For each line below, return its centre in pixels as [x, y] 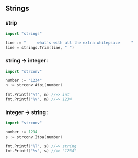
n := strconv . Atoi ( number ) [34, 85]
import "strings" [24, 33]
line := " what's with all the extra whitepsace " [70, 43]
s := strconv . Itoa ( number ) [34, 137]
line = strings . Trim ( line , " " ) [40, 48]
